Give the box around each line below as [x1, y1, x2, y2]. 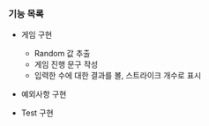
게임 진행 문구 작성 [34, 59, 99, 70]
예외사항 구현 [20, 89, 67, 100]
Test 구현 [20, 107, 54, 118]
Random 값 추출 [34, 48, 91, 59]
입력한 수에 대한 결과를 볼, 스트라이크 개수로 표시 [34, 70, 202, 81]
